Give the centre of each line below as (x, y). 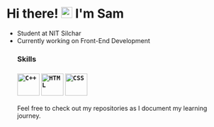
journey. (29, 116)
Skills (27, 59)
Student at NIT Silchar (49, 33)
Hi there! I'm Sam (66, 14)
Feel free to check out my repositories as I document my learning (112, 109)
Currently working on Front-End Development (83, 40)
